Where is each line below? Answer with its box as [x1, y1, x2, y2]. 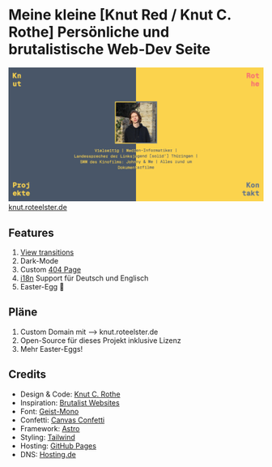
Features [8, 225, 54, 240]
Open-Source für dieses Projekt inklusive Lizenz [19, 335, 182, 345]
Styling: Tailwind [19, 432, 75, 442]
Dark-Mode [19, 256, 59, 266]
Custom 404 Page [19, 265, 82, 275]
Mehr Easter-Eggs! [19, 344, 83, 353]
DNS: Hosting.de [19, 449, 77, 459]
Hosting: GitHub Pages [19, 440, 97, 451]
